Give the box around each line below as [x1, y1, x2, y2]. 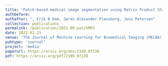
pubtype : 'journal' [5, 40, 46, 45]
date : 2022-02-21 [5, 30, 41, 35]
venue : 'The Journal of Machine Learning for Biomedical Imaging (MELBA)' [5, 35, 164, 40]
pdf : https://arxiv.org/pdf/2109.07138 [5, 53, 88, 59]
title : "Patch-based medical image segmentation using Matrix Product [5, 7, 155, 12]
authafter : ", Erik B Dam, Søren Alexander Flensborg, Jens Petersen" [5, 16, 155, 21]
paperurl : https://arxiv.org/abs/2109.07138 [5, 49, 99, 54]
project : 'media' [5, 44, 41, 49]
